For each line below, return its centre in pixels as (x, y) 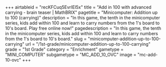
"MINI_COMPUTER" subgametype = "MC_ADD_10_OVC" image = (71, 55)
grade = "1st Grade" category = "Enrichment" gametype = (64, 49)
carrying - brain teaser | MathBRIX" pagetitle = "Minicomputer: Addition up (81, 12)
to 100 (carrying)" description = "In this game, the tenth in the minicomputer (83, 18)
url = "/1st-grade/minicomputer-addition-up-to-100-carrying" (88, 44)
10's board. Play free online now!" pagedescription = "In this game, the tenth (83, 28)
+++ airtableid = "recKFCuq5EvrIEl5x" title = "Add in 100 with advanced (78, 7)
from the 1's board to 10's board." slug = (46, 39)
